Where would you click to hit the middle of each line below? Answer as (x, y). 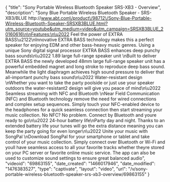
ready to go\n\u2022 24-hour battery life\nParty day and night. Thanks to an (85, 120)
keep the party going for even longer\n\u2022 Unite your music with (77, 131)
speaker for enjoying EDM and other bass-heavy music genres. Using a (80, 45)
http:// (35, 18)
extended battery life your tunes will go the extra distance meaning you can (84, 126)
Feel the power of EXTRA (97, 34)
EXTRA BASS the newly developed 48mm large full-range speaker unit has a (85, 61)
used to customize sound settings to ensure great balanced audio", (75, 158)
